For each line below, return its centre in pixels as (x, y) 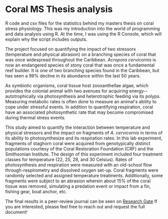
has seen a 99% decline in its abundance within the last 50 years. (73, 76)
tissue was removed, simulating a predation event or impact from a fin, (78, 186)
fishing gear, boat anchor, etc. (36, 191)
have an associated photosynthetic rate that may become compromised (79, 112)
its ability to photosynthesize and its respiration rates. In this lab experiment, (84, 138)
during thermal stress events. (36, 117)
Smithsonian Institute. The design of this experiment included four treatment (84, 154)
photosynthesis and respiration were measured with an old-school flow (79, 165)
